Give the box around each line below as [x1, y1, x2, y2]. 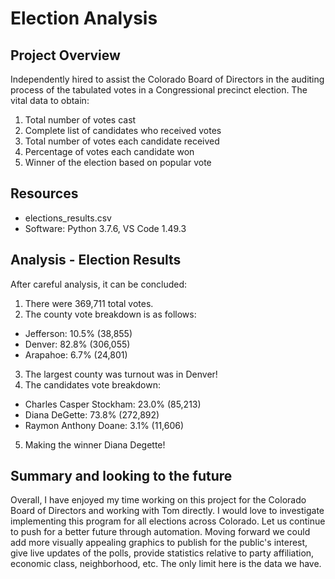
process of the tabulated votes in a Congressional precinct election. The [10, 84, 308, 96]
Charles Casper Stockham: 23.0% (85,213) [24, 398, 202, 410]
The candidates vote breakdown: [24, 378, 161, 391]
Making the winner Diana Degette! [24, 438, 166, 451]
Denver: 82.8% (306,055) [24, 338, 131, 350]
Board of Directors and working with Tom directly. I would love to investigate [10, 505, 325, 517]
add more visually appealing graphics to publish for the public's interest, [10, 537, 308, 549]
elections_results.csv [24, 212, 112, 224]
